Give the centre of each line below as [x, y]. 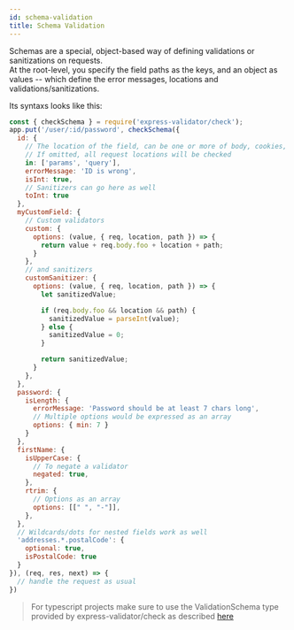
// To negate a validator [80, 466]
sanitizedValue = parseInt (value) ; [114, 319]
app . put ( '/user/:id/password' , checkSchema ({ [94, 130]
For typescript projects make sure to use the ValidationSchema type [155, 606]
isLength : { [47, 400]
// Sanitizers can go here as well [91, 188]
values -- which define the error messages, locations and [114, 79]
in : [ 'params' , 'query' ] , [73, 163]
